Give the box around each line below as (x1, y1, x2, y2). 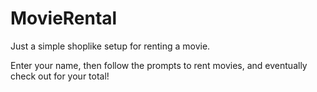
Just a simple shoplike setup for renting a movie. (10, 40, 211, 52)
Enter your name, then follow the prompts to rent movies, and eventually (10, 59, 308, 71)
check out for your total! (10, 70, 110, 82)
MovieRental (10, 7, 118, 30)
